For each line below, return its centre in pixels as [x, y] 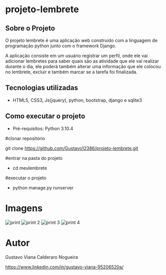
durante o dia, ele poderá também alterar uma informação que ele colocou [83, 66]
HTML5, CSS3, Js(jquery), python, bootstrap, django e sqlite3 [77, 100]
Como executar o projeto [45, 116]
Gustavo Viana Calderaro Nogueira [42, 257]
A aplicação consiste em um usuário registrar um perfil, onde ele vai [77, 56]
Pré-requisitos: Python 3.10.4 [43, 128]
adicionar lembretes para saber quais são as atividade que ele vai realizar [82, 61]
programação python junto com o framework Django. [61, 46]
